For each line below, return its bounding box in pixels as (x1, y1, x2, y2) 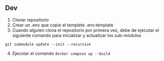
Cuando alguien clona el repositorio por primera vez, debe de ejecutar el (12, 27, 160, 33)
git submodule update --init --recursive (5, 41, 91, 47)
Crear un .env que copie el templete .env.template (12, 22, 114, 28)
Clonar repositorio (12, 17, 49, 22)
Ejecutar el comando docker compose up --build (12, 50, 110, 56)
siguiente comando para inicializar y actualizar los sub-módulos (12, 32, 141, 38)
